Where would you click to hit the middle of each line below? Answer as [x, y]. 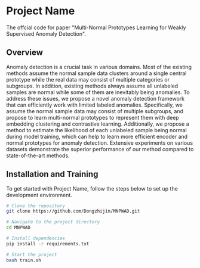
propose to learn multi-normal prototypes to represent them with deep [93, 117]
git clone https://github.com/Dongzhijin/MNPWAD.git [73, 211]
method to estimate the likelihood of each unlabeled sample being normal [96, 130]
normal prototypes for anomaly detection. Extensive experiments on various [99, 143]
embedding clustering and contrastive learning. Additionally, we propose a [98, 124]
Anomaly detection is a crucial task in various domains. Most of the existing [99, 67]
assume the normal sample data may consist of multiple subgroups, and [95, 111]
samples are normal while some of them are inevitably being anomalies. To [98, 92]
